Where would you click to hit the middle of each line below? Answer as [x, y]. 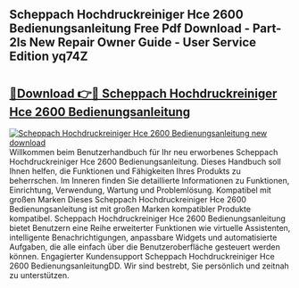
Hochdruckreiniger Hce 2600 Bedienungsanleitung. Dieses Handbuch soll [145, 161]
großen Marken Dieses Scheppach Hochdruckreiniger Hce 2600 [128, 199]
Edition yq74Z [49, 57]
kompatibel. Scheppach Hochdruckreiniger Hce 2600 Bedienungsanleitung [147, 218]
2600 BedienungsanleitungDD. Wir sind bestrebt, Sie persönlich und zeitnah [149, 266]
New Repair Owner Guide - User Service [143, 42]
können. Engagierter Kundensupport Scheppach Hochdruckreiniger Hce [142, 256]
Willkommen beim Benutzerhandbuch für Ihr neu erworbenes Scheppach [144, 152]
